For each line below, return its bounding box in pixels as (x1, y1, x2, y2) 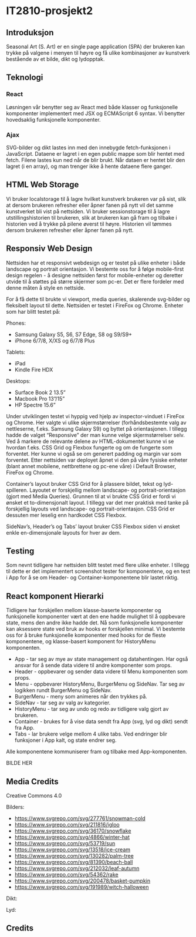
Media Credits (6, 777, 59, 787)
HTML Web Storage (6, 180, 79, 190)
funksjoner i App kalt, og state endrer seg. (14, 737, 117, 744)
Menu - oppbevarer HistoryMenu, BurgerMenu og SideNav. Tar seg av (14, 680, 185, 688)
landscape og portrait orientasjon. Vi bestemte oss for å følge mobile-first (6, 266, 184, 273)
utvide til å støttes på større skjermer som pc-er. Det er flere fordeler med (6, 278, 184, 285)
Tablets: (6, 348, 25, 355)
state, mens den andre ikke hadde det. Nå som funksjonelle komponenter (6, 619, 184, 626)
